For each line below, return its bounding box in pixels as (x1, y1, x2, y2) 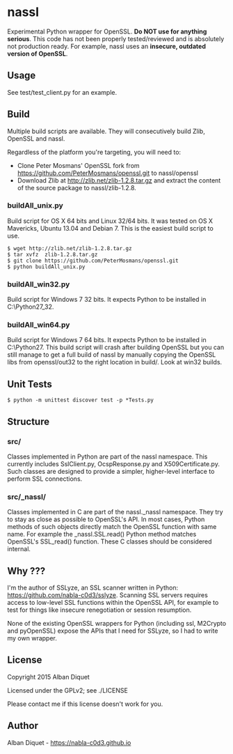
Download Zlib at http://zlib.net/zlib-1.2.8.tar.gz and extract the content (17, 176, 221, 185)
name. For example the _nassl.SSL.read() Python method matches (7, 530, 197, 539)
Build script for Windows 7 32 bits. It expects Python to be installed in (7, 295, 207, 304)
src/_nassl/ (7, 492, 47, 502)
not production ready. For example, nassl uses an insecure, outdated (7, 42, 207, 50)
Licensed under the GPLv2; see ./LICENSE (7, 686, 129, 694)
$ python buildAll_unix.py (7, 263, 86, 270)
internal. (7, 545, 31, 553)
